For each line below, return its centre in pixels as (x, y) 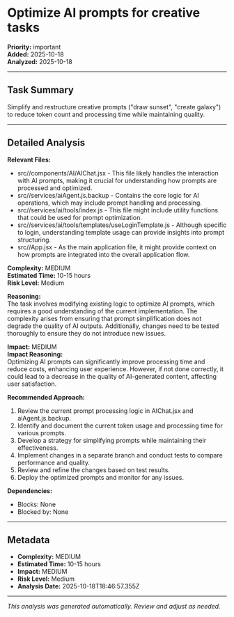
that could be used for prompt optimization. (80, 217)
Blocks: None (37, 504)
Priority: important (34, 47)
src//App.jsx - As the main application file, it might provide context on (117, 247)
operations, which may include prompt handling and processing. (109, 203)
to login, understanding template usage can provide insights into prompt (121, 232)
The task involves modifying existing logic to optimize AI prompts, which (111, 304)
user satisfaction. (32, 384)
